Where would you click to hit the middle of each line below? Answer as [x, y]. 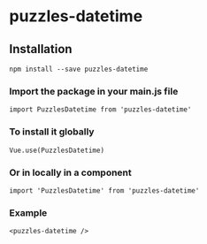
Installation [41, 49]
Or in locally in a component [71, 172]
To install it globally [52, 132]
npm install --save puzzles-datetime [79, 69]
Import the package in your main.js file [94, 91]
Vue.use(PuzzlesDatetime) [57, 150]
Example [28, 212]
